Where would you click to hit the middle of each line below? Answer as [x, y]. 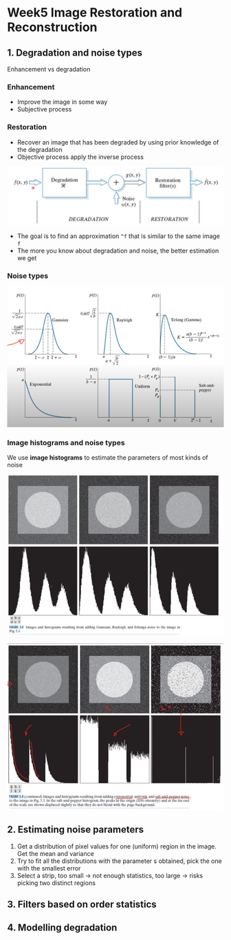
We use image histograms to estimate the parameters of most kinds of [108, 458]
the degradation [40, 149]
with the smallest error [49, 868]
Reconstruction [52, 27]
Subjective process [44, 109]
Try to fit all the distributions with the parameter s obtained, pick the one [119, 861]
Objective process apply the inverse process [80, 157]
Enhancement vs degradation [49, 69]
